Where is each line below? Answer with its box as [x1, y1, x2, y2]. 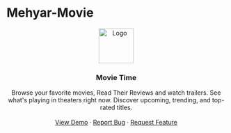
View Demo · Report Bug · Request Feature [54, 118, 178, 127]
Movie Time [95, 72, 137, 82]
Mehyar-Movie [6, 5, 94, 21]
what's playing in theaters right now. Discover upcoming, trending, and [8, 96, 211, 104]
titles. [116, 103, 133, 112]
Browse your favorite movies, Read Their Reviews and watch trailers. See [11, 88, 221, 97]
